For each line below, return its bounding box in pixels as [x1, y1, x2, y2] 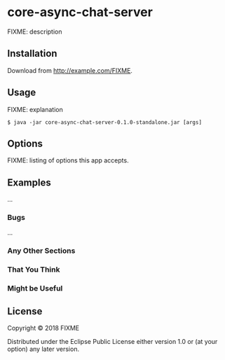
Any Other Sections [7, 246, 76, 256]
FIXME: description [7, 27, 62, 36]
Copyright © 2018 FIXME [7, 324, 80, 333]
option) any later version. [7, 345, 79, 354]
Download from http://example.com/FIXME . [7, 66, 133, 74]
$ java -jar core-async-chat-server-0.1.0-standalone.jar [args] [7, 118, 202, 126]
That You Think [7, 265, 60, 275]
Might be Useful [7, 284, 63, 293]
